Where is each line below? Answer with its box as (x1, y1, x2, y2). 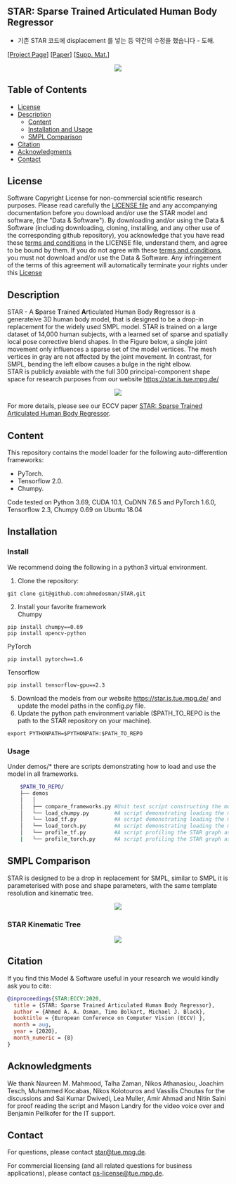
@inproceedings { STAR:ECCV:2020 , (7, 995, 102, 1002)
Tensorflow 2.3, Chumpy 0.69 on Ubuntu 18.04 (7, 506, 143, 514)
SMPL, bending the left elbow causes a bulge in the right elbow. (7, 360, 192, 369)
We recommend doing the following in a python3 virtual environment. (7, 563, 208, 571)
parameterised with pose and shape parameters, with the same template (7, 881, 218, 889)
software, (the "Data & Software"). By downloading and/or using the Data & (7, 216, 225, 224)
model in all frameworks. (7, 770, 79, 778)
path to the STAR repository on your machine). (17, 716, 152, 725)
